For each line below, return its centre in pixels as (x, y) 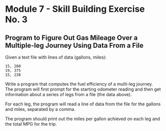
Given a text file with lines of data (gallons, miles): (56, 57)
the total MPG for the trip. (31, 124)
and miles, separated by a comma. (40, 109)
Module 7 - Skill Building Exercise (75, 9)
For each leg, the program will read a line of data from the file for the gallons (83, 104)
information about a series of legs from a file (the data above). (69, 94)
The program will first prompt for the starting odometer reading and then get (83, 89)
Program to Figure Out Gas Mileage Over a (71, 38)
